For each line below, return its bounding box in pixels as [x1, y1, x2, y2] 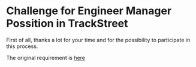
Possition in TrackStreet [6, 17, 128, 30]
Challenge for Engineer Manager [6, 4, 172, 18]
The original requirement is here [6, 54, 86, 61]
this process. [6, 43, 38, 50]
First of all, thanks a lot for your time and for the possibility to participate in [6, 36, 191, 43]
